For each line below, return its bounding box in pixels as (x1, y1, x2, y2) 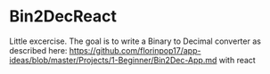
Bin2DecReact (9, 6, 118, 27)
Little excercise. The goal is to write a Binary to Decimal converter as (9, 36, 261, 46)
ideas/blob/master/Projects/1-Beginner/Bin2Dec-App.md (9, 54, 217, 65)
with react (218, 54, 256, 65)
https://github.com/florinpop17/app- (69, 45, 201, 55)
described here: (9, 45, 68, 55)
